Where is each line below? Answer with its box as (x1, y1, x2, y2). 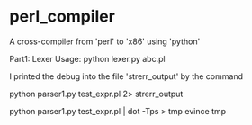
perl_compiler (9, 6, 115, 27)
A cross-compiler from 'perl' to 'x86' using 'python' (9, 36, 201, 47)
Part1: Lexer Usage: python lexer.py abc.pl (9, 53, 166, 64)
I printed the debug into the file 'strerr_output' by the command (9, 70, 243, 82)
